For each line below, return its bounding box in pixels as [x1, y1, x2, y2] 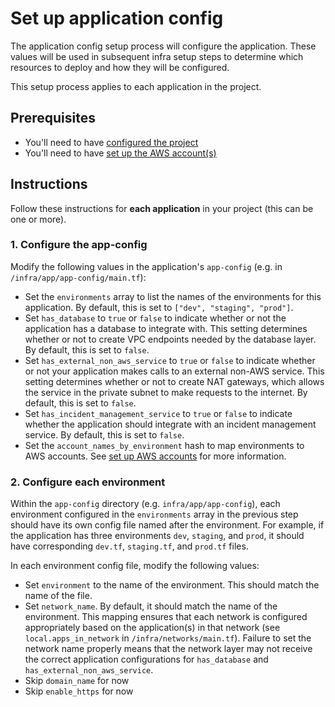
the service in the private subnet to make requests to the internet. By [24, 386, 308, 398]
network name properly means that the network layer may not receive [24, 643, 313, 655]
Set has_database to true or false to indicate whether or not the [24, 312, 287, 324]
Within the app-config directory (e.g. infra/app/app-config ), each [10, 498, 281, 510]
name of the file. [24, 590, 93, 602]
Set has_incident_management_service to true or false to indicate [24, 407, 293, 419]
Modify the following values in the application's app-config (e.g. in [10, 260, 283, 272]
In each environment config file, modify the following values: [10, 560, 260, 572]
